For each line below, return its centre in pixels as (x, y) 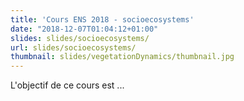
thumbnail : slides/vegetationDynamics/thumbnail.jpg (122, 57)
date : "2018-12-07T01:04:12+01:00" (84, 29)
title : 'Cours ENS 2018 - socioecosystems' (102, 19)
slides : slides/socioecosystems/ (80, 38)
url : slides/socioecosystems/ (73, 47)
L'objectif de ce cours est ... (67, 85)
